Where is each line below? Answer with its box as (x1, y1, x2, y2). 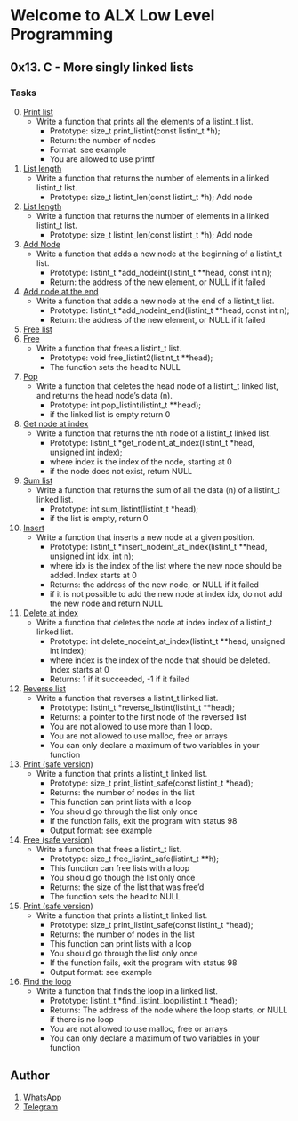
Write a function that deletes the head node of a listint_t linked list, (36, 380, 279, 391)
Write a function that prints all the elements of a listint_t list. (36, 116, 254, 126)
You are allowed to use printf (49, 153, 155, 165)
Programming (10, 24, 114, 44)
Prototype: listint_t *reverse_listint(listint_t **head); (49, 702, 235, 713)
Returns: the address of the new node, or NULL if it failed (49, 579, 259, 590)
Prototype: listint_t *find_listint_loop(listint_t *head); (49, 995, 238, 1005)
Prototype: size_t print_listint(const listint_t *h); (49, 125, 221, 136)
